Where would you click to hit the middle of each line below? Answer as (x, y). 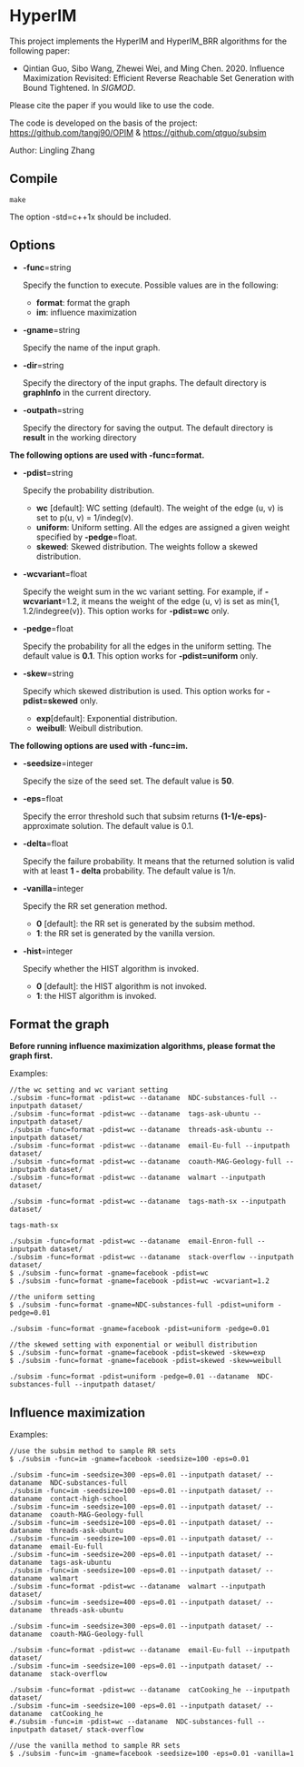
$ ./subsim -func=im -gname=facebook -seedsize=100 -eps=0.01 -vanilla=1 (152, 1754)
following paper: (40, 50)
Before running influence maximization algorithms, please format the (142, 1046)
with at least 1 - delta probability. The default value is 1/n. (129, 871)
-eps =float (43, 798)
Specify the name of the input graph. (91, 348)
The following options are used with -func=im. (99, 745)
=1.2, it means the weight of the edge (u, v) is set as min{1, (170, 601)
